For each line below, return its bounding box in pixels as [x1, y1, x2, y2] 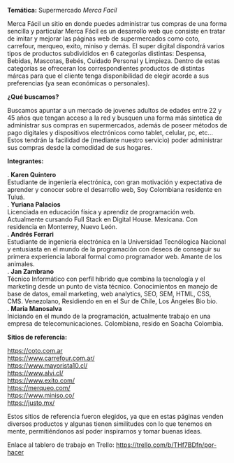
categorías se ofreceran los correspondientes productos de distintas [7, 64, 205, 72]
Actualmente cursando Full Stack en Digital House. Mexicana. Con [7, 215, 198, 223]
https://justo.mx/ [7, 399, 55, 407]
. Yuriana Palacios [7, 200, 61, 209]
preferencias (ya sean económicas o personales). [7, 79, 150, 87]
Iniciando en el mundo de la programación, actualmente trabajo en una [7, 312, 211, 320]
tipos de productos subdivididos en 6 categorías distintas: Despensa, [7, 49, 207, 57]
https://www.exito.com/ [7, 376, 75, 385]
